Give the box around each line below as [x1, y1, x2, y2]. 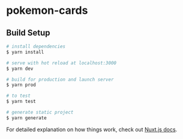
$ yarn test [6, 99, 36, 105]
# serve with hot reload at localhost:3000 [6, 60, 117, 66]
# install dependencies [6, 43, 66, 49]
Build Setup [6, 28, 50, 38]
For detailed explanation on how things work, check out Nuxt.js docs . [6, 126, 178, 133]
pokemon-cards [6, 4, 88, 17]
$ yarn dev [6, 66, 34, 72]
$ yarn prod [6, 82, 36, 88]
